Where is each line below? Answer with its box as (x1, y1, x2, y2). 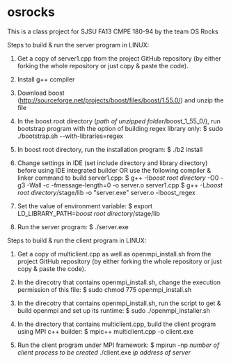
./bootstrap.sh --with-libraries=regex (17, 132, 124, 140)
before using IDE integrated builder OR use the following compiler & (17, 166, 212, 174)
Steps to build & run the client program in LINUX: (7, 236, 147, 245)
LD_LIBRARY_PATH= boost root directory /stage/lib (17, 209, 160, 217)
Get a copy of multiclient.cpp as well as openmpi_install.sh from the (17, 249, 212, 258)
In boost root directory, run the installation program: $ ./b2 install (17, 145, 203, 153)
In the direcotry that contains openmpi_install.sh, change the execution (17, 278, 221, 286)
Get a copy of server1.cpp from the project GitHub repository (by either (17, 54, 221, 63)
